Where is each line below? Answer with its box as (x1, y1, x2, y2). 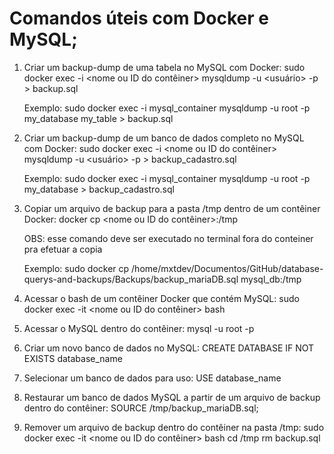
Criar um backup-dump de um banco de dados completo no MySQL (23, 132, 305, 144)
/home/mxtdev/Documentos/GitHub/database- (131, 262, 324, 274)
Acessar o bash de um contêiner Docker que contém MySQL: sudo (23, 292, 300, 304)
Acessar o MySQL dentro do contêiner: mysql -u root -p (23, 322, 255, 334)
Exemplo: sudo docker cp (23, 262, 130, 274)
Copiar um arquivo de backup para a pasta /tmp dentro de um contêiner (23, 202, 321, 214)
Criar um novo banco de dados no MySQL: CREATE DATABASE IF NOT (23, 342, 315, 354)
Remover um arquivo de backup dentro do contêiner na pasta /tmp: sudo (23, 421, 325, 433)
